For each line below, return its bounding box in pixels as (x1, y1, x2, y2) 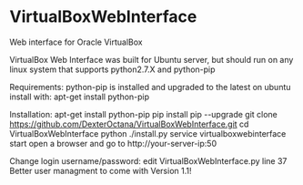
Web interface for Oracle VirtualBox (9, 36, 143, 47)
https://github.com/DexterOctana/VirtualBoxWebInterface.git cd (9, 118, 249, 129)
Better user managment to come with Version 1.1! (9, 165, 192, 176)
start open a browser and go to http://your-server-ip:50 (9, 138, 217, 149)
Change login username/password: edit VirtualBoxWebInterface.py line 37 (9, 155, 288, 166)
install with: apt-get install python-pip (9, 91, 150, 102)
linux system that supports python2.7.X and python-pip (9, 64, 216, 75)
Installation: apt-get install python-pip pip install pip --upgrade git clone (9, 108, 278, 119)
